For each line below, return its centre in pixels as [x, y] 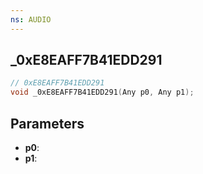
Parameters [47, 123]
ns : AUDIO [31, 19]
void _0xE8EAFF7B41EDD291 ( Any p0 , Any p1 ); [102, 92]
